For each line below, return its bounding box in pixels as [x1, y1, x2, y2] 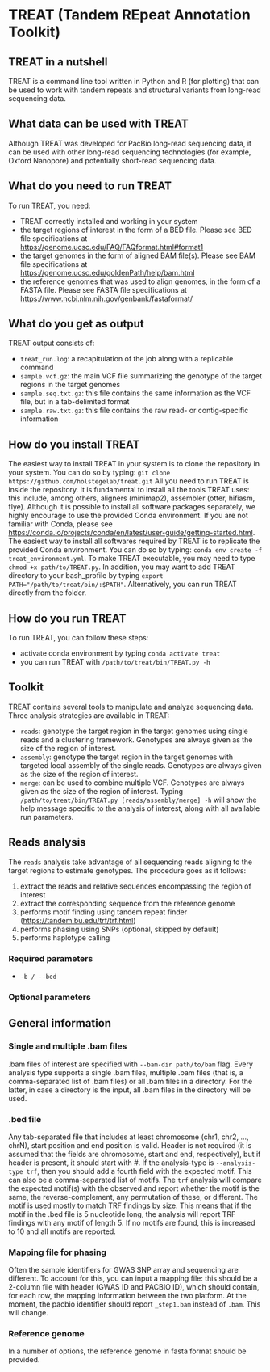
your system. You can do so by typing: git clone [8, 467, 171, 478]
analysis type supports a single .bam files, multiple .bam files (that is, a [8, 1067, 243, 1077]
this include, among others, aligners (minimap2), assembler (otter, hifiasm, [8, 493, 255, 503]
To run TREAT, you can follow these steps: [8, 633, 149, 643]
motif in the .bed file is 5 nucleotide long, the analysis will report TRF [8, 1209, 236, 1218]
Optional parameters [8, 991, 91, 1003]
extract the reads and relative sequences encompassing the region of [19, 881, 251, 891]
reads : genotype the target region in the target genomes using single [19, 726, 248, 736]
